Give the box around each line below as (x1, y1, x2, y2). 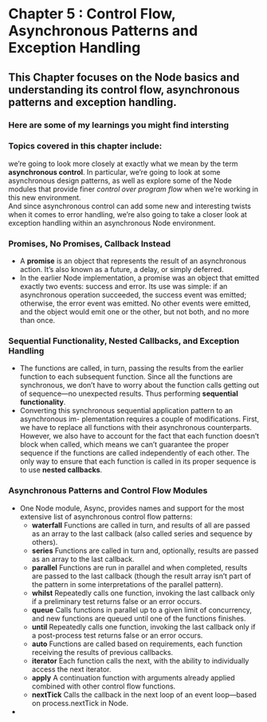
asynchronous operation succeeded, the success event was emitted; (19, 290, 247, 300)
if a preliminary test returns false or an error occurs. (31, 596, 202, 606)
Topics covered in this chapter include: (8, 140, 163, 152)
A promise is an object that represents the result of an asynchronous (19, 256, 247, 266)
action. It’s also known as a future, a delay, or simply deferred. (19, 265, 225, 274)
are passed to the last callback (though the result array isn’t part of (31, 571, 252, 581)
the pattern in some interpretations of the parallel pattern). (31, 579, 223, 589)
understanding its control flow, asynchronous (8, 83, 241, 97)
